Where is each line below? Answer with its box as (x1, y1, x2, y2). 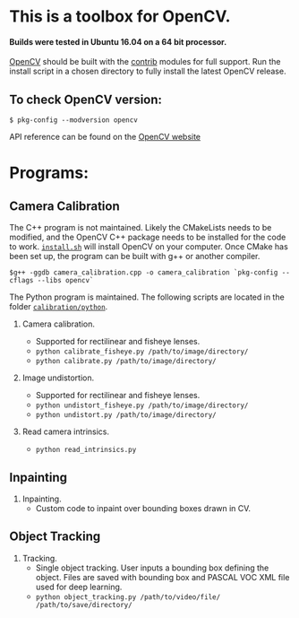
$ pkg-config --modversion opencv (9, 116, 139, 125)
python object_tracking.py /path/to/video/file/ (35, 592, 221, 602)
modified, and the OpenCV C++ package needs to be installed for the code (9, 231, 286, 243)
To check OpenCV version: (9, 91, 163, 107)
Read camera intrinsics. (21, 426, 110, 437)
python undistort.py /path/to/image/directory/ (35, 411, 217, 420)
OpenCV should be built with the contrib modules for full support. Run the (9, 57, 281, 67)
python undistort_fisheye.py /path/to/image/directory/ (35, 401, 249, 410)
